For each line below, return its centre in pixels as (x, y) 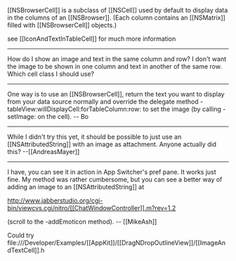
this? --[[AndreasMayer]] (44, 152)
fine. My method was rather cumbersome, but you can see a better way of (115, 179)
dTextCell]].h (26, 250)
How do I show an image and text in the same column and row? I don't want (117, 59)
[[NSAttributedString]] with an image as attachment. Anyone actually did (112, 144)
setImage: (22, 116)
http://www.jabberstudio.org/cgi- (55, 200)
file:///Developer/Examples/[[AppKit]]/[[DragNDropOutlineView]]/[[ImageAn (117, 243)
